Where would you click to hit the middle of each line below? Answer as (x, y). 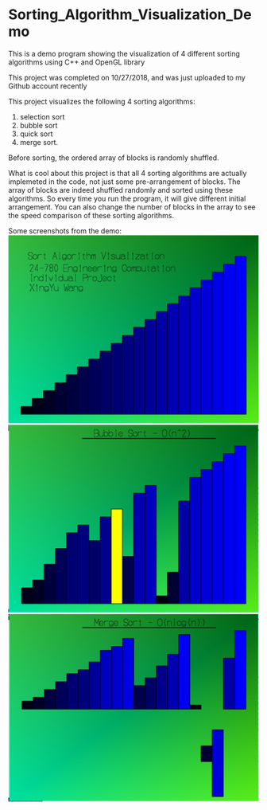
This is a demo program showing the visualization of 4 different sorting (124, 53)
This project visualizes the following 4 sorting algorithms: (102, 101)
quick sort (36, 134)
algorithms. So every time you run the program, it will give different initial (127, 198)
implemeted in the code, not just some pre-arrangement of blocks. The (124, 182)
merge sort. (39, 142)
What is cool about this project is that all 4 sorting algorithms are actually (128, 173)
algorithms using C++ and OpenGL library (77, 62)
